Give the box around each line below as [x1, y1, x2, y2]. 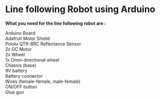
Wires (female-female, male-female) [5, 78, 81, 84]
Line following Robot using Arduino [5, 4, 155, 15]
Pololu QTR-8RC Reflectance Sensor [5, 40, 82, 46]
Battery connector [5, 73, 43, 79]
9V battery [5, 67, 28, 74]
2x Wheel [5, 52, 25, 58]
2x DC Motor [5, 46, 32, 52]
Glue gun [5, 89, 24, 95]
